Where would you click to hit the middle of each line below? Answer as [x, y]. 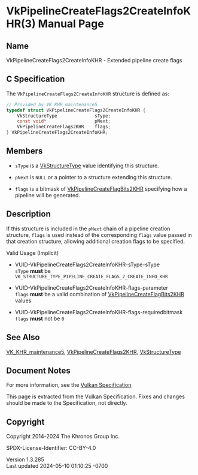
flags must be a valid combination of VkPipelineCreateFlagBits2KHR [99, 294]
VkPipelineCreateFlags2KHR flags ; [64, 127]
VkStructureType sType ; [64, 116]
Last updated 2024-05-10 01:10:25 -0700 [57, 466]
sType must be [33, 270]
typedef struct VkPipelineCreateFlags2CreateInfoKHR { [76, 110]
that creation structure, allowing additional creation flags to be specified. [96, 241]
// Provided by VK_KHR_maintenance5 [52, 104]
